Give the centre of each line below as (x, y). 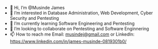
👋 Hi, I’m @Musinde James (37, 8)
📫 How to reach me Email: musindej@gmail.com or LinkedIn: (72, 34)
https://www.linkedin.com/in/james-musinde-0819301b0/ (68, 41)
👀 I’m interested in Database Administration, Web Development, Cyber (81, 13)
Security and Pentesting (34, 18)
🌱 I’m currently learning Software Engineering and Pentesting (72, 23)
